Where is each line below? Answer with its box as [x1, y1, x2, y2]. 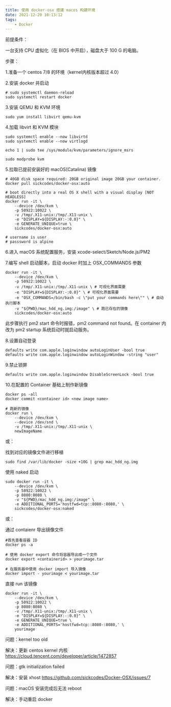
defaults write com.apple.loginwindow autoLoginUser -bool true [5, 348, 145, 353]
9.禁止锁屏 [5, 362, 28, 368]
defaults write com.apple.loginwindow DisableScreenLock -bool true [5, 372, 154, 377]
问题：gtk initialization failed [5, 663, 65, 670]
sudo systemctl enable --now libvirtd [5, 134, 88, 140]
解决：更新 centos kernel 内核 [5, 647, 68, 653]
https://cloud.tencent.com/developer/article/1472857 [5, 653, 117, 659]
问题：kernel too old [5, 636, 48, 642]
